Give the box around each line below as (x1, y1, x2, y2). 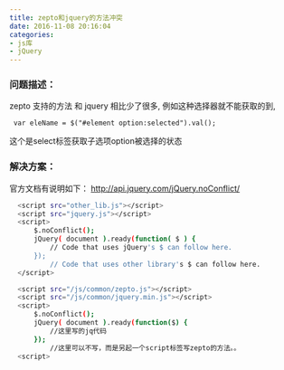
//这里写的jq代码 (49, 327, 107, 336)
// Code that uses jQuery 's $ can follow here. (49, 243, 232, 252)
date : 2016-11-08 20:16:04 (9, 22, 111, 31)
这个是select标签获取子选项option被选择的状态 (9, 136, 183, 147)
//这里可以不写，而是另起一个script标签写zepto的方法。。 (49, 343, 241, 353)
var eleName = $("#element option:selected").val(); (13, 119, 217, 128)
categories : (9, 30, 54, 39)
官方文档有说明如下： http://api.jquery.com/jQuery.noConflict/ (9, 183, 241, 194)
